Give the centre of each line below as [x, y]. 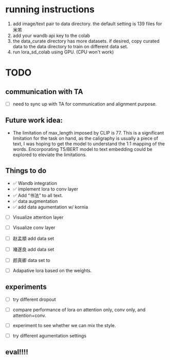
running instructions [50, 10]
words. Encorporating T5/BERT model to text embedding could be [82, 149]
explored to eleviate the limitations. [50, 155]
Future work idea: [34, 120]
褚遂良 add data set [33, 249]
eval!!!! [17, 352]
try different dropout [34, 299]
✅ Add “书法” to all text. [38, 195]
